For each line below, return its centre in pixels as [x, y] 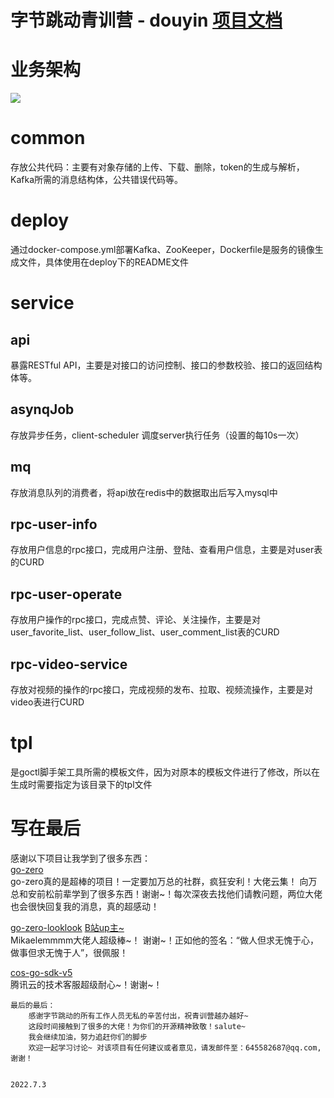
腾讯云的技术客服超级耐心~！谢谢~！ [86, 984]
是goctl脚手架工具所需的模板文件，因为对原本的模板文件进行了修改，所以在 [165, 772]
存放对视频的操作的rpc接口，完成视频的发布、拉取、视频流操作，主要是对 [162, 690]
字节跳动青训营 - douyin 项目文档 [146, 20]
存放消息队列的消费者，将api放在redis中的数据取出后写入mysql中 [144, 492]
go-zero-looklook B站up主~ [67, 927]
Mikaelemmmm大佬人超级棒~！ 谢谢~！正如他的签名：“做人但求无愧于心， [164, 940]
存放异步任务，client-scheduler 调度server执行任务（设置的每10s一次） [157, 435]
